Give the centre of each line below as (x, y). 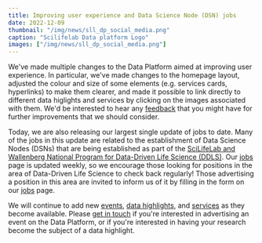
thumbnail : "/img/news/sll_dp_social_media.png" (89, 30)
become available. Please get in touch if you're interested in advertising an (129, 214)
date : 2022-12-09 (36, 23)
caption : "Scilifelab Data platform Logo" (78, 37)
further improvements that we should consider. (84, 117)
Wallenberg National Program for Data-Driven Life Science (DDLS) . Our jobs (131, 157)
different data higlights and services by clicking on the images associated (127, 100)
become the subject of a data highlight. (71, 230)
